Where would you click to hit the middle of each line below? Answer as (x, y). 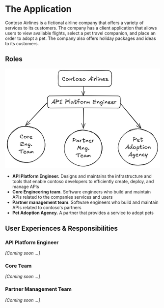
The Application (39, 9)
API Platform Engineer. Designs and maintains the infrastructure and (82, 176)
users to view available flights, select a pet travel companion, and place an (80, 33)
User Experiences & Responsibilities (61, 228)
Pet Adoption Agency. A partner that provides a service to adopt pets (83, 213)
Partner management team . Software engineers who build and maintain (85, 202)
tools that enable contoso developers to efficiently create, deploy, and (83, 182)
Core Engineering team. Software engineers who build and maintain (82, 192)
